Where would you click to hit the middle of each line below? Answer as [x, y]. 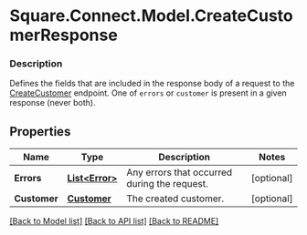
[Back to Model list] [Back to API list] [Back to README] [114, 221]
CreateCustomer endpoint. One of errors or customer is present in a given [148, 93]
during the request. [167, 184]
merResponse [64, 35]
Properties [40, 132]
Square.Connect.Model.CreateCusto [152, 16]
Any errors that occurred [180, 172]
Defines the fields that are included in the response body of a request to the [152, 84]
